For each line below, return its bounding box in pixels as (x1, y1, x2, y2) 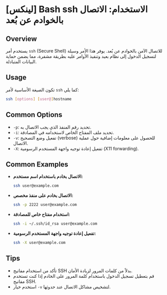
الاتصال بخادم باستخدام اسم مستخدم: (13, 174, 83, 180)
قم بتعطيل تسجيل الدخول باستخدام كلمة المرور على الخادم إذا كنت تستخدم (13, 273, 154, 279)
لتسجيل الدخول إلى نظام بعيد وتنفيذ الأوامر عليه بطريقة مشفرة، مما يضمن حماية (6, 53, 156, 59)
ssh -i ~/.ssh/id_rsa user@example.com (13, 221, 98, 226)
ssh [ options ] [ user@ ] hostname (6, 96, 72, 102)
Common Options (6, 110, 63, 119)
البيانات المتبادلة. (6, 59, 37, 64)
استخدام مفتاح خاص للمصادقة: (13, 212, 70, 218)
